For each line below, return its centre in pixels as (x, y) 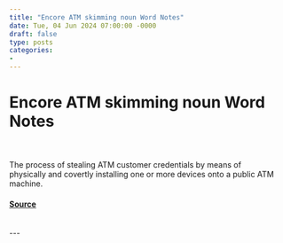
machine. (26, 184)
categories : (31, 51)
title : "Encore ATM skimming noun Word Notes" (97, 17)
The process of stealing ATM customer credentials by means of (126, 164)
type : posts (31, 42)
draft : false (33, 34)
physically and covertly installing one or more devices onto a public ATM (142, 174)
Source (23, 204)
